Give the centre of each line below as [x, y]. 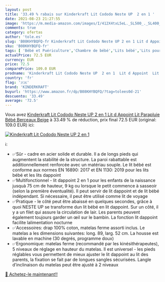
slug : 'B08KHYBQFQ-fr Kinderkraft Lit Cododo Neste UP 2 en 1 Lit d [77, 42]
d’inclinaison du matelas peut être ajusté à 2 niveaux [65, 265]
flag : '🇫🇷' [17, 82]
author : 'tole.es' [24, 37]
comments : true [21, 28]
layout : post [18, 10]
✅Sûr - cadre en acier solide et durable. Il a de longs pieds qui [75, 154]
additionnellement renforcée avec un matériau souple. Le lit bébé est [82, 165]
